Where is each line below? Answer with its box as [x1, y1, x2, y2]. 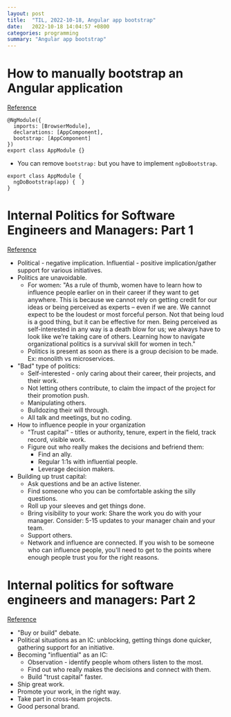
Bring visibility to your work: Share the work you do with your [27, 509, 202, 517]
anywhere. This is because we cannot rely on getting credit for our [27, 296, 218, 303]
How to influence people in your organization [17, 421, 146, 429]
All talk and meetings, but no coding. [27, 414, 133, 421]
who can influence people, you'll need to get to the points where [27, 546, 212, 554]
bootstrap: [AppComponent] [13, 135, 91, 142]
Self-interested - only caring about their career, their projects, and [27, 369, 216, 378]
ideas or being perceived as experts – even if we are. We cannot [27, 303, 211, 311]
